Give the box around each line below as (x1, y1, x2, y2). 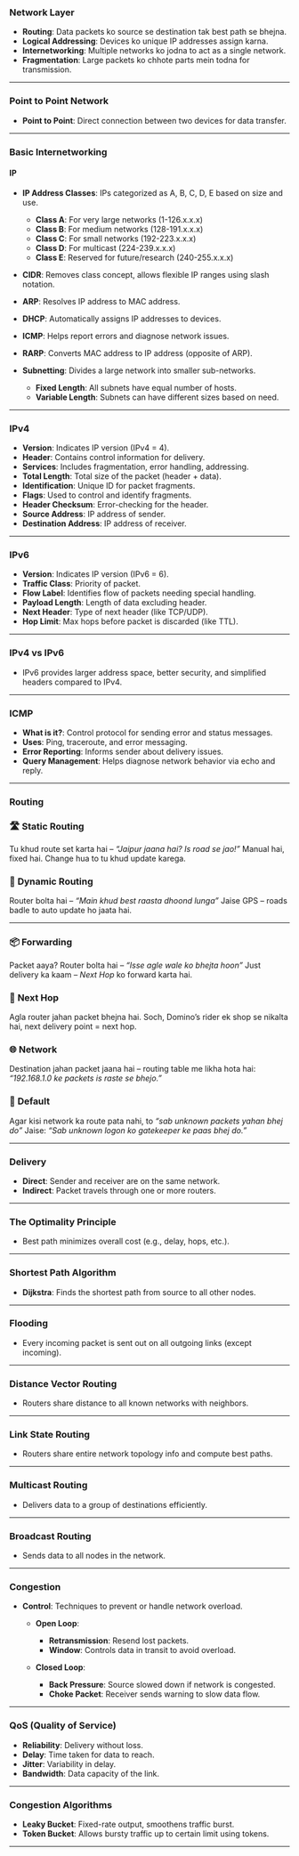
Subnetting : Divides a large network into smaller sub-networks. (21, 365, 256, 376)
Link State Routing (9, 1429, 91, 1441)
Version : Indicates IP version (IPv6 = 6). (21, 569, 169, 579)
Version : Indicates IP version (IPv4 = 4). (21, 442, 170, 453)
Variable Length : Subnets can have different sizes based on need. (35, 392, 279, 402)
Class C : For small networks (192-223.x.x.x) (35, 233, 197, 244)
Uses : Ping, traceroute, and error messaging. (21, 736, 189, 747)
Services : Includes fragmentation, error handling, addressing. (21, 461, 249, 473)
